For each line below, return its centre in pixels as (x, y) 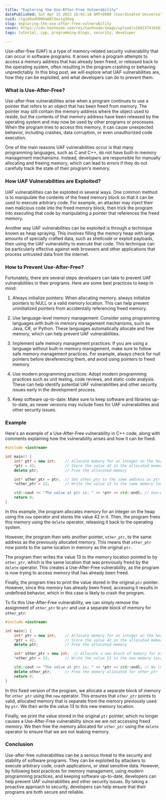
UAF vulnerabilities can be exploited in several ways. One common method (81, 192)
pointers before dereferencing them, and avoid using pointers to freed (83, 359)
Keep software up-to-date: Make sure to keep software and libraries (82, 399)
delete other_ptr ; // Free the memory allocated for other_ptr (86, 672)
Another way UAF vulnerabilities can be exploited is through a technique (79, 228)
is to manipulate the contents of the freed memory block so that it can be (79, 197)
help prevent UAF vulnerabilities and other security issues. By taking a (77, 781)
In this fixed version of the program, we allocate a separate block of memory (83, 690)
